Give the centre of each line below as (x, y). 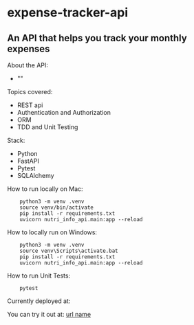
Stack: (16, 140)
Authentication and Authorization (64, 112)
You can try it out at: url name (49, 314)
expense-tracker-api (68, 13)
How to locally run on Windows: (52, 232)
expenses (29, 48)
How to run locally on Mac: (45, 189)
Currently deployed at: (39, 301)
